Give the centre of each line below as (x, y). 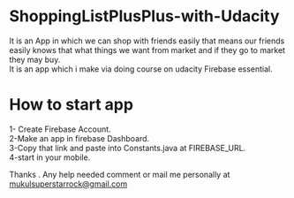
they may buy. (35, 59)
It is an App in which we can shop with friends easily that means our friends (147, 41)
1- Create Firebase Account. (60, 129)
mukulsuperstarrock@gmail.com (68, 184)
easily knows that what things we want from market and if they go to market (147, 49)
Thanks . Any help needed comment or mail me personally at (120, 174)
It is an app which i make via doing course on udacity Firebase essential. (141, 69)
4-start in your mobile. (50, 157)
